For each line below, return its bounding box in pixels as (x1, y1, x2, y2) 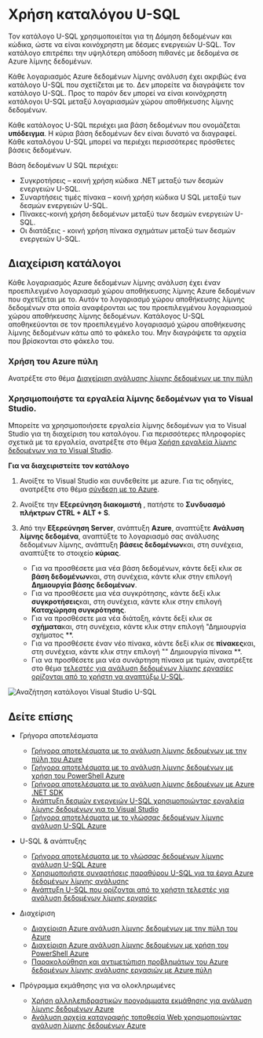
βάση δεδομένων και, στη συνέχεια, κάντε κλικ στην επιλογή (31, 572, 232, 582)
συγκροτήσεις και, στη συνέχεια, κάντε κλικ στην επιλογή (31, 597, 222, 606)
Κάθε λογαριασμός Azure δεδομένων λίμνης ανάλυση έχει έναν (8, 277, 221, 287)
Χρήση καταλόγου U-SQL (8, 5, 181, 24)
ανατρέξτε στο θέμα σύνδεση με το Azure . (19, 484, 159, 494)
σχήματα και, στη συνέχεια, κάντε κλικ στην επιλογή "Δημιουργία (31, 622, 247, 631)
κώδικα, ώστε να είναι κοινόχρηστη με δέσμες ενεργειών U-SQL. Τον (8, 39, 236, 49)
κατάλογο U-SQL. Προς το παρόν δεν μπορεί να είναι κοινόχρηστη (8, 88, 228, 97)
